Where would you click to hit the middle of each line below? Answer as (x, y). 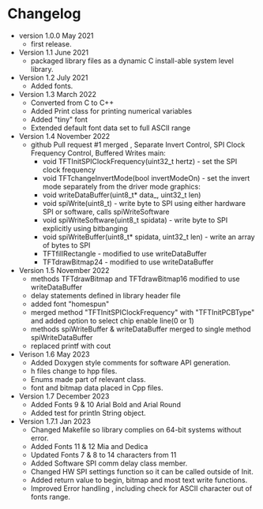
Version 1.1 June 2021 (53, 52)
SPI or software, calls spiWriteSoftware (106, 211)
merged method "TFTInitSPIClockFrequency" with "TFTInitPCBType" (143, 312)
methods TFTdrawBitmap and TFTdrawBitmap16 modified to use (135, 279)
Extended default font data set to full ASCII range (111, 128)
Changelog (44, 14)
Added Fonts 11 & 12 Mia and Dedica (89, 446)
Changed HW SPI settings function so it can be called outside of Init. (142, 471)
